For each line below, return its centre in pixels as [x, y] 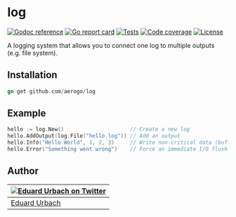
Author [23, 171]
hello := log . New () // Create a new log [99, 130]
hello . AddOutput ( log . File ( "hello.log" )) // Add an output [94, 136]
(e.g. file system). [33, 53]
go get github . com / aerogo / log [52, 91]
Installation [32, 75]
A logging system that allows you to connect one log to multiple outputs [111, 45]
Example [27, 113]
